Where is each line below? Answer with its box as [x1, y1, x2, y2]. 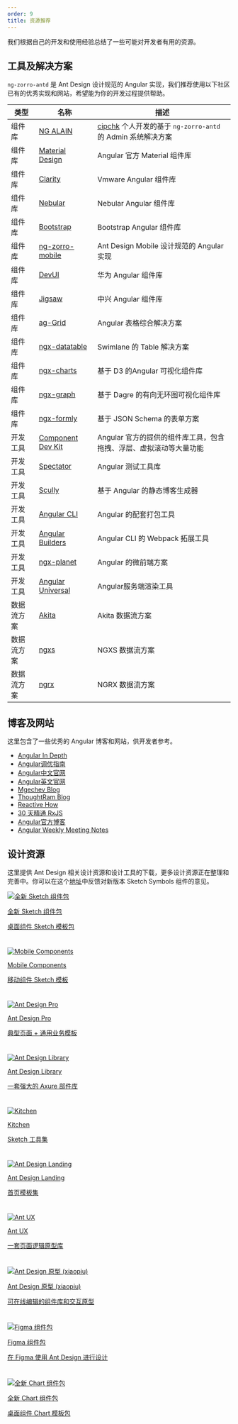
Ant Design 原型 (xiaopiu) [7, 1281, 81, 1291]
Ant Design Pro [7, 1013, 52, 1022]
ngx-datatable [38, 342, 87, 352]
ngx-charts [38, 366, 77, 376]
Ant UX [7, 1226, 28, 1235]
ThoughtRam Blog [17, 793, 71, 801]
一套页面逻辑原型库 [7, 1241, 64, 1250]
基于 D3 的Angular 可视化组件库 [97, 366, 203, 376]
